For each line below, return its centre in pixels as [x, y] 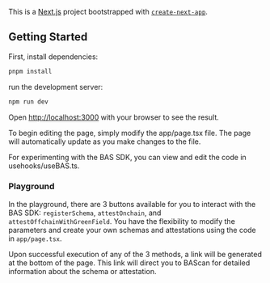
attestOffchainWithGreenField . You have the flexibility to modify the [122, 221]
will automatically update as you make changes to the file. [105, 141]
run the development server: [56, 87]
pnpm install [30, 71]
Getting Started [48, 37]
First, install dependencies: [53, 57]
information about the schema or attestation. [82, 271]
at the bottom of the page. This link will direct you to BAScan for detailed [129, 263]
